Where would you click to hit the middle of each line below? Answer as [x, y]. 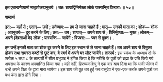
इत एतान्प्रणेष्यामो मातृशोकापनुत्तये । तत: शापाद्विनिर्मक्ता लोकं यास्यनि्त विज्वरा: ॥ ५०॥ [69, 8]
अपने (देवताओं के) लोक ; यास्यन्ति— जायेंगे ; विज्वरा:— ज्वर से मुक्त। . [59, 38]
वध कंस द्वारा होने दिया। [23, 75]
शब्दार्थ [10, 17]
